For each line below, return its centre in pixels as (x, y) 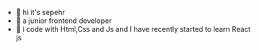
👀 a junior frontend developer (64, 21)
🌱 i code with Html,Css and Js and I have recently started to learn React (133, 29)
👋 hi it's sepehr (40, 12)
